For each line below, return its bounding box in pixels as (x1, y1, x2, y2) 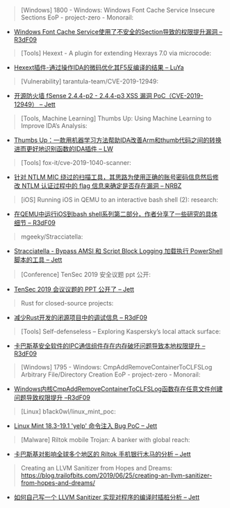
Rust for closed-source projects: (20, 299, 114, 307)
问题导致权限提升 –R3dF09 (13, 393, 90, 402)
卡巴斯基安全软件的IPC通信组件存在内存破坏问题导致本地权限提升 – (13, 342, 206, 350)
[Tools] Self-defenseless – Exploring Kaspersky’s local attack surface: (20, 327, 221, 335)
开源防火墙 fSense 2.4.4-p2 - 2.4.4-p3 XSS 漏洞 (13, 92, 153, 100)
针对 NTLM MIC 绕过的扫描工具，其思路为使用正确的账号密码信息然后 (13, 173, 213, 181)
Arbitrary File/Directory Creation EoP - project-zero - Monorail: (20, 370, 201, 379)
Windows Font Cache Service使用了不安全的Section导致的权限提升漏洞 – (13, 28, 222, 35)
